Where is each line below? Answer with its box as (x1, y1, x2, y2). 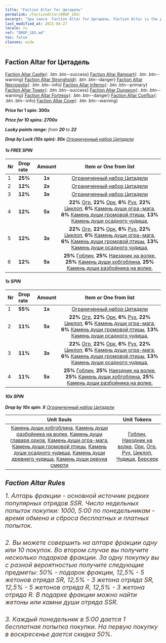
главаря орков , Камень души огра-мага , (10, 437, 109, 444)
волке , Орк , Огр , (118, 443, 157, 450)
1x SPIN (5, 279, 21, 285)
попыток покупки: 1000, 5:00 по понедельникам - (5, 506, 155, 514)
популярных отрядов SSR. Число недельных (5, 499, 139, 507)
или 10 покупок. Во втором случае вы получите (5, 546, 149, 554)
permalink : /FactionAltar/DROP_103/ (5, 12, 81, 17)
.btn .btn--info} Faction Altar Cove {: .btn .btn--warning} (5, 97, 118, 103)
